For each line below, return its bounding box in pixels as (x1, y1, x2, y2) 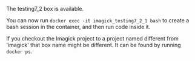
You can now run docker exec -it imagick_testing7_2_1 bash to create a (6, 17, 190, 24)
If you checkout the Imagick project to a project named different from (6, 35, 179, 42)
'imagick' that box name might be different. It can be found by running (6, 42, 181, 48)
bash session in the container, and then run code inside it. (6, 24, 151, 30)
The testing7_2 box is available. (6, 5, 84, 12)
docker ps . (6, 48, 33, 55)
